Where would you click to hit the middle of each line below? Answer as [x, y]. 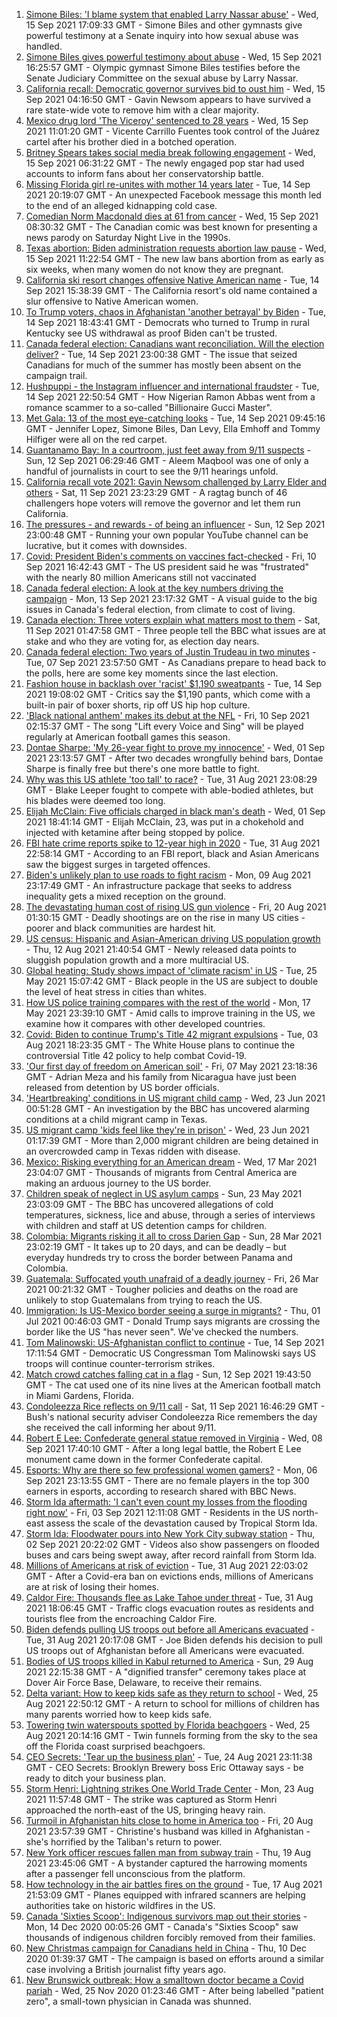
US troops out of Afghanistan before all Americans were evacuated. [165, 1650]
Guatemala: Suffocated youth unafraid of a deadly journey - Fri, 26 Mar [172, 1278]
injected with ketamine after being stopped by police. [135, 832]
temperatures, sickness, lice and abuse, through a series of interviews [170, 1215]
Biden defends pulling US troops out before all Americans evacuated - [170, 1629]
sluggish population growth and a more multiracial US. [137, 960]
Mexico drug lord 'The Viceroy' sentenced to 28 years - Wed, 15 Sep [167, 120]
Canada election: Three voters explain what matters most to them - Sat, [173, 620]
